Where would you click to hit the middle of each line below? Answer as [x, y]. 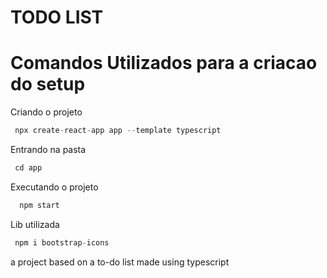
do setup [48, 84]
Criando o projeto [46, 112]
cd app [28, 168]
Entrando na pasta [48, 149]
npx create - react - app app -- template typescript [118, 131]
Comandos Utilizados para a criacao [164, 63]
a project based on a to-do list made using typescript [120, 262]
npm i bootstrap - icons [62, 242]
